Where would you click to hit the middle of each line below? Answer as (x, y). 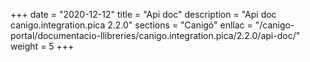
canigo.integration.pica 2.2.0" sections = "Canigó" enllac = (131, 25)
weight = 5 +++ (42, 46)
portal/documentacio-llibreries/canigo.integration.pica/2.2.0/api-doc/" (155, 35)
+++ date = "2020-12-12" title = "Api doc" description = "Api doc (143, 14)
